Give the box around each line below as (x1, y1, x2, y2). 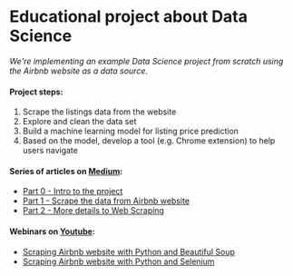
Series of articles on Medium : (9, 165, 123, 176)
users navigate (22, 145, 79, 156)
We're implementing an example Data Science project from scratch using (9, 55, 284, 66)
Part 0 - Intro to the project (22, 186, 123, 197)
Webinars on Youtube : (9, 225, 95, 237)
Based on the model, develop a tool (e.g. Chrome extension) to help (22, 135, 276, 146)
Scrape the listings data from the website (22, 106, 177, 117)
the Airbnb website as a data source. (9, 65, 148, 76)
